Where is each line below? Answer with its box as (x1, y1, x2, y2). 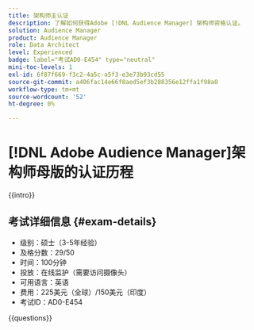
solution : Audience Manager (8, 26, 102, 34)
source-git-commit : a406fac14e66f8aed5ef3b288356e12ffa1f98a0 (8, 78, 218, 86)
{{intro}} (8, 190, 36, 200)
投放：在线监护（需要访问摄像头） (19, 267, 132, 277)
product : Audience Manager (8, 33, 98, 42)
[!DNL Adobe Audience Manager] (8, 144, 232, 162)
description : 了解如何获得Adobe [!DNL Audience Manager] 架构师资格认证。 (8, 19, 244, 27)
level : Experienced (8, 48, 73, 56)
